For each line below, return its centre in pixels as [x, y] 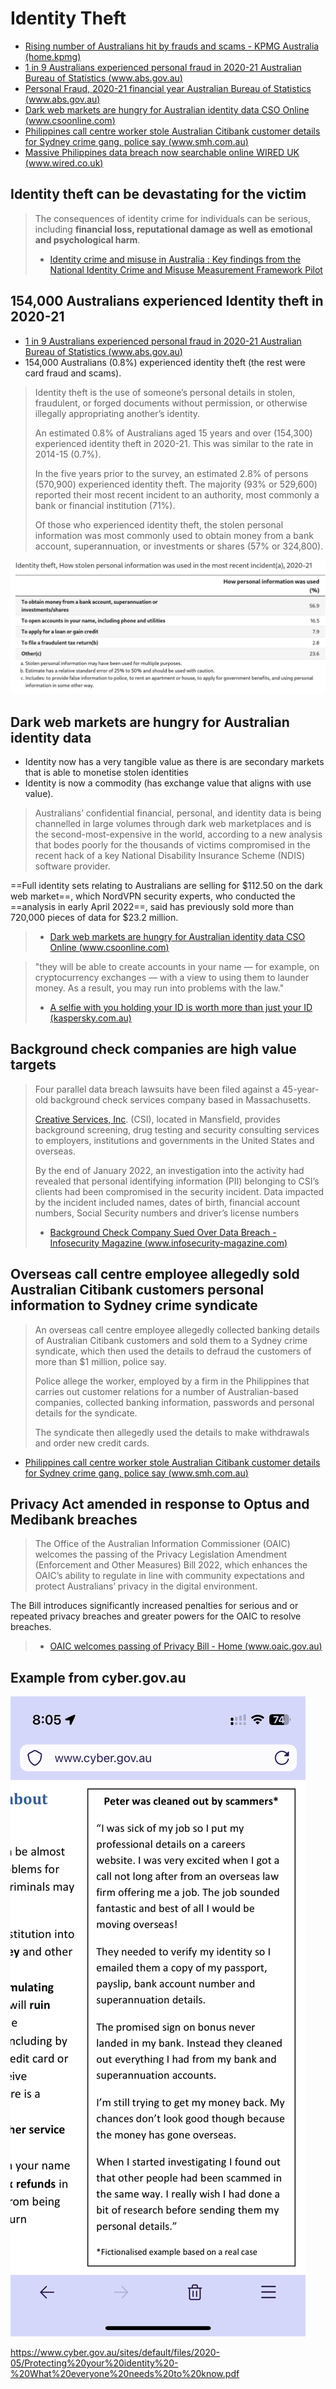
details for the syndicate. [86, 1413]
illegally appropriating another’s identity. [117, 413]
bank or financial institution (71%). [105, 505]
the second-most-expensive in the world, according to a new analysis [178, 834]
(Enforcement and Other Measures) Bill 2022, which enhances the [171, 1565]
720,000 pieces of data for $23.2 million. [94, 917]
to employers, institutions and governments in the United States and [174, 1140]
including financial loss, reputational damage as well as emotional [173, 229]
